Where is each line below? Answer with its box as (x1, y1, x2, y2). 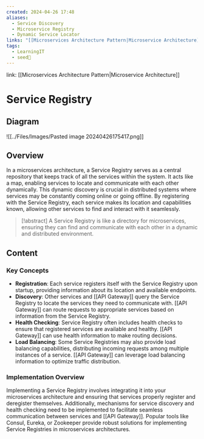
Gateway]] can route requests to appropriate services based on (15, 306, 174, 313)
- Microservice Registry (12, 26, 75, 32)
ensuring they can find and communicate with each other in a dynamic (21, 224, 198, 231)
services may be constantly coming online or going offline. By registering (6, 193, 189, 200)
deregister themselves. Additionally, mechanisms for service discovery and (6, 400, 194, 407)
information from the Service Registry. (15, 312, 111, 320)
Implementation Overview (6, 373, 85, 382)
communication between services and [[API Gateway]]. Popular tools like (6, 413, 189, 420)
